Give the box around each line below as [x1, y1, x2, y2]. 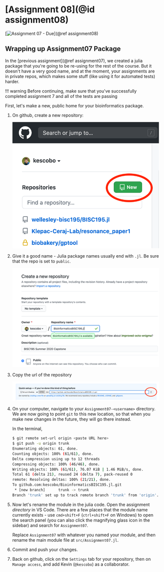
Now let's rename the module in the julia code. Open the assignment [12, 501, 150, 507]
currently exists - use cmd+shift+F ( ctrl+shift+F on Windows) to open [12, 512, 154, 518]
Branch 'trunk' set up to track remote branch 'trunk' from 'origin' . [12, 493, 159, 498]
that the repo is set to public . [12, 258, 71, 264]
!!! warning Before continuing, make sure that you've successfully [5, 88, 137, 94]
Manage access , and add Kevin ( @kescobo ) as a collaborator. [12, 561, 130, 567]
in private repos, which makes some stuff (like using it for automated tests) [5, 73, 155, 79]
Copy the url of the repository [12, 372, 72, 378]
